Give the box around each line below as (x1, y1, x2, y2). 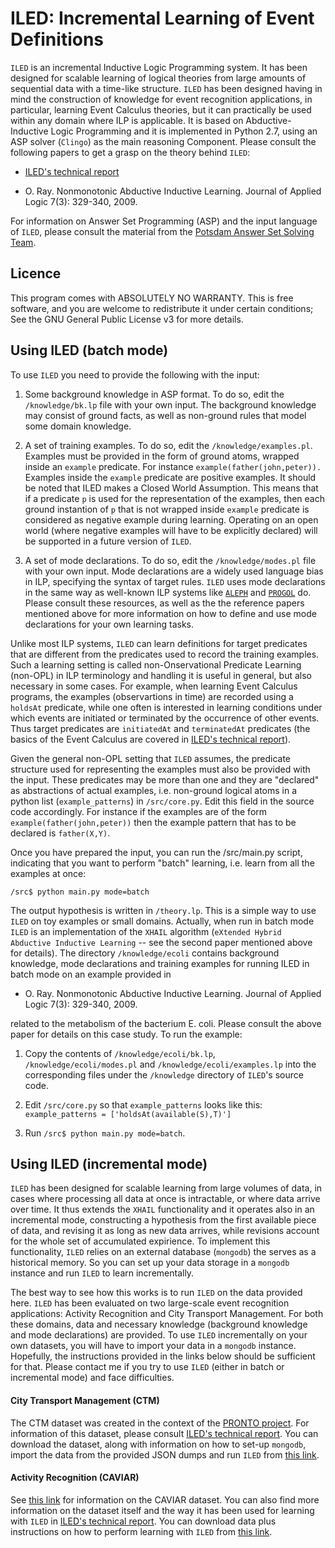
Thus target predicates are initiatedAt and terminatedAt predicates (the (10, 722, 311, 734)
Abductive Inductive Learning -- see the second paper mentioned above (10, 936, 313, 948)
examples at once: (10, 867, 87, 879)
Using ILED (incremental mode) (10, 1155, 208, 1172)
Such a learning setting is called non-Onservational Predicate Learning (10, 658, 302, 671)
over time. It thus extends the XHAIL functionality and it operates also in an (10, 1203, 315, 1216)
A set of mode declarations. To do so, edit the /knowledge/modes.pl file (24, 554, 317, 566)
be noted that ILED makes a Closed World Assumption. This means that (24, 482, 319, 494)
